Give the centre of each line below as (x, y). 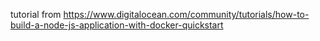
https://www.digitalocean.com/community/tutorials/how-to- (186, 14)
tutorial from (36, 14)
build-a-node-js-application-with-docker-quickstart (117, 25)
